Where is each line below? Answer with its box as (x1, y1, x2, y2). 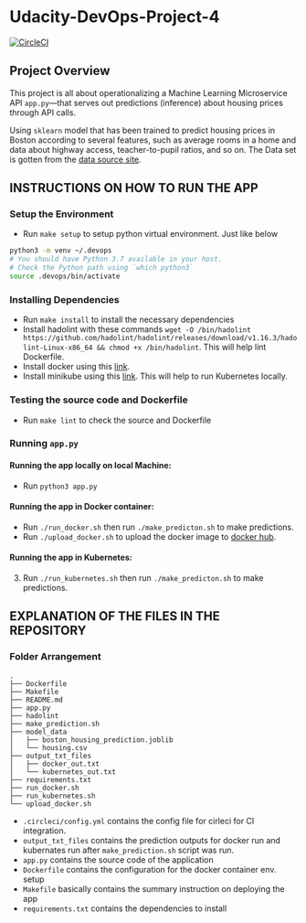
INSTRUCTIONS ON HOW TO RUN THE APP (9, 180, 259, 196)
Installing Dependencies (9, 293, 121, 306)
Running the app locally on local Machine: (9, 460, 172, 471)
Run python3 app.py (22, 480, 98, 491)
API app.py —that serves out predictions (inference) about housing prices (9, 97, 283, 108)
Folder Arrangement (9, 650, 102, 663)
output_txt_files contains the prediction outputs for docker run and (22, 834, 281, 845)
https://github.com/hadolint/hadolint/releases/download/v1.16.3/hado (22, 334, 298, 343)
